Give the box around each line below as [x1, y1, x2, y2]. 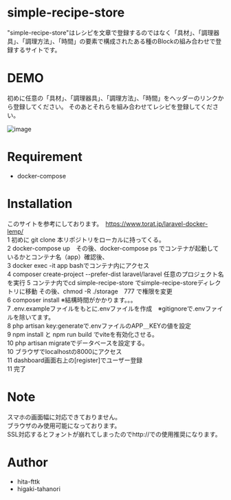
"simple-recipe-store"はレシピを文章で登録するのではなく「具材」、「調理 [7, 28, 214, 37]
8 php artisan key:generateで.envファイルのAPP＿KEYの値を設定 [7, 322, 191, 330]
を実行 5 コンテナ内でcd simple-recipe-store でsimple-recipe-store [7, 278, 198, 287]
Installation [7, 196, 73, 211]
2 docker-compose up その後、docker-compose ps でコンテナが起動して [7, 244, 219, 252]
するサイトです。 [12, 45, 61, 54]
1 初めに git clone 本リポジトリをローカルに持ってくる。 [7, 236, 165, 244]
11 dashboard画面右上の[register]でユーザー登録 [7, 356, 143, 364]
